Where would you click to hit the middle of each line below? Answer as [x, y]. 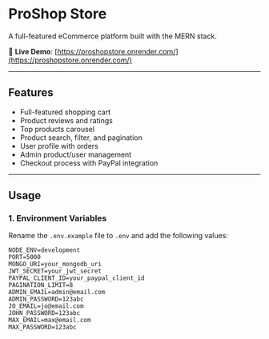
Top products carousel [57, 129]
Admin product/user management [76, 154]
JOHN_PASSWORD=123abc [44, 313]
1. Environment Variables [58, 218]
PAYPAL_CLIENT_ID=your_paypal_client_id [77, 278]
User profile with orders [59, 146]
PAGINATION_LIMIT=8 [41, 285]
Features [31, 93]
